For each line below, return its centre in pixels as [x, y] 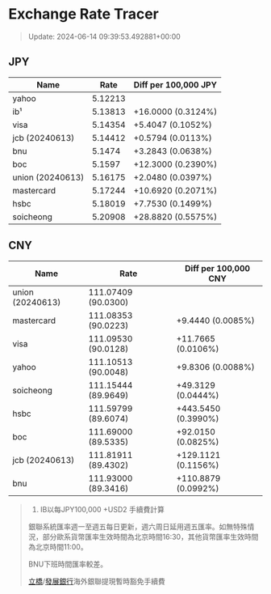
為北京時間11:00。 [58, 546]
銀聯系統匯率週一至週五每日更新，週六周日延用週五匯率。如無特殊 [138, 526]
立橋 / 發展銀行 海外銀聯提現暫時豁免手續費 [96, 581]
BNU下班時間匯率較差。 [67, 564]
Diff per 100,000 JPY [175, 84]
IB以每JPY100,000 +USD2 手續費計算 [102, 509]
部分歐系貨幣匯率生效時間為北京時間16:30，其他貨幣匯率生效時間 [150, 537]
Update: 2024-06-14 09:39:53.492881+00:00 [104, 36]
